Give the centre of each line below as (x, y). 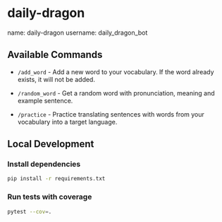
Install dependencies (44, 164)
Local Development (51, 144)
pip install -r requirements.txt (56, 179)
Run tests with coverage (50, 197)
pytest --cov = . (30, 211)
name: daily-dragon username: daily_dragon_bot (78, 33)
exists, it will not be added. (56, 79)
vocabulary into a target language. (67, 122)
